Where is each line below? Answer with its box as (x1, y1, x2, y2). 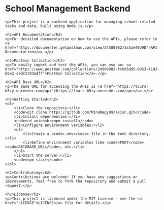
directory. (128, 131, 151, 136)
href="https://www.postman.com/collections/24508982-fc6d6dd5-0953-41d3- (5, 67, 160, 71)
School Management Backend (5, 3, 131, 14)
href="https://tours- (104, 84, 149, 89)
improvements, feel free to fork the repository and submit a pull (5, 178, 147, 184)
